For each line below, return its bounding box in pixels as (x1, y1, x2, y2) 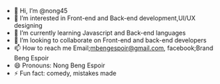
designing (13, 22, 43, 29)
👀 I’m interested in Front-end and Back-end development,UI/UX (13, 14, 196, 22)
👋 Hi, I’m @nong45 (13, 7, 68, 15)
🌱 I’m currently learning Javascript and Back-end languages (13, 28, 186, 37)
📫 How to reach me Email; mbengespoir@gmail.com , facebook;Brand (13, 44, 214, 52)
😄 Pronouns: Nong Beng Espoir (13, 61, 106, 69)
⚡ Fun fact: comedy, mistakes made (13, 69, 117, 77)
